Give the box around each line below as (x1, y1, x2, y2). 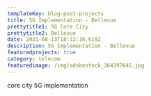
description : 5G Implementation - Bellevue (7, 42, 136, 49)
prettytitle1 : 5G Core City (7, 23, 89, 30)
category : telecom (7, 56, 61, 63)
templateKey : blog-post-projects (7, 10, 104, 17)
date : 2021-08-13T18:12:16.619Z (7, 36, 101, 43)
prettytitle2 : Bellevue (7, 29, 77, 37)
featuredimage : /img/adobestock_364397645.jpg (7, 62, 145, 69)
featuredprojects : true (7, 49, 77, 56)
